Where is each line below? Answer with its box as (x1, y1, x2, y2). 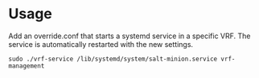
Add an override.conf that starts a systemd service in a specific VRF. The (8, 31, 251, 41)
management (8, 61, 45, 70)
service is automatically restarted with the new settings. (8, 39, 194, 49)
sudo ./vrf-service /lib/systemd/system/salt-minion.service (8, 55, 218, 63)
